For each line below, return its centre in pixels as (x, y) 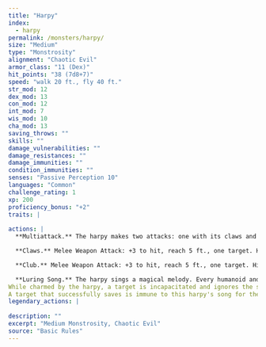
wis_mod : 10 (28, 119)
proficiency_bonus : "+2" (49, 207)
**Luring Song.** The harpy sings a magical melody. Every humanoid (131, 279)
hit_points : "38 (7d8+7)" (51, 74)
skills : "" (26, 141)
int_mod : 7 (26, 112)
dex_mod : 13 (28, 97)
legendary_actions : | (44, 302)
